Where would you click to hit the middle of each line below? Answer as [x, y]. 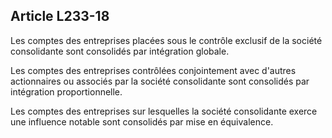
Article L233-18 [60, 16]
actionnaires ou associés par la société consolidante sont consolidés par [160, 81]
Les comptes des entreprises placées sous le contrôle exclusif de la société [166, 40]
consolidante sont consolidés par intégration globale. [120, 51]
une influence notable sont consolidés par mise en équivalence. [142, 121]
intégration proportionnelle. [66, 91]
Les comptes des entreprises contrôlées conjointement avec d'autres [153, 70]
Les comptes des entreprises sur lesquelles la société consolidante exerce [164, 111]
